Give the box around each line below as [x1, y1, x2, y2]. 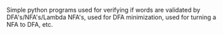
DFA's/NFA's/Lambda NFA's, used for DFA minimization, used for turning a [6, 13, 217, 21]
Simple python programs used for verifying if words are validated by [6, 6, 201, 14]
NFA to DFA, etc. [6, 21, 53, 28]
